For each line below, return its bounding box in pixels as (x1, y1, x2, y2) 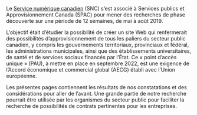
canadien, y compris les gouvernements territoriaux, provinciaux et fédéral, (6, 41, 189, 48)
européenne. (6, 73, 37, 79)
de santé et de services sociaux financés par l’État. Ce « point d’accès (6, 54, 177, 60)
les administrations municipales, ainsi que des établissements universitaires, (6, 48, 192, 55)
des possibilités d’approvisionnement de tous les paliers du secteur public (6, 35, 186, 42)
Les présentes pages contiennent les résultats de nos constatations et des (6, 84, 187, 90)
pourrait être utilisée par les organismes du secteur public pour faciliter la (6, 96, 185, 103)
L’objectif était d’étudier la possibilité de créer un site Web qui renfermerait (6, 29, 188, 36)
